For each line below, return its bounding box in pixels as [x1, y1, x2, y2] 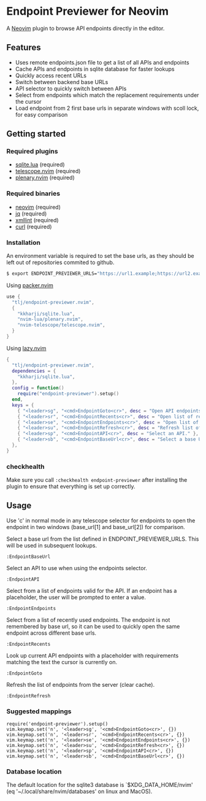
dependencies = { [12, 368, 56, 374]
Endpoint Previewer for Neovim [6, 4, 169, 18]
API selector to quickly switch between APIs [15, 85, 127, 92]
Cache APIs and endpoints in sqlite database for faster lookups [15, 65, 175, 72]
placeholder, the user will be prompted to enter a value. [6, 594, 146, 601]
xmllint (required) [15, 216, 59, 223]
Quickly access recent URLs [15, 72, 87, 79]
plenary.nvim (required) [15, 174, 75, 182]
